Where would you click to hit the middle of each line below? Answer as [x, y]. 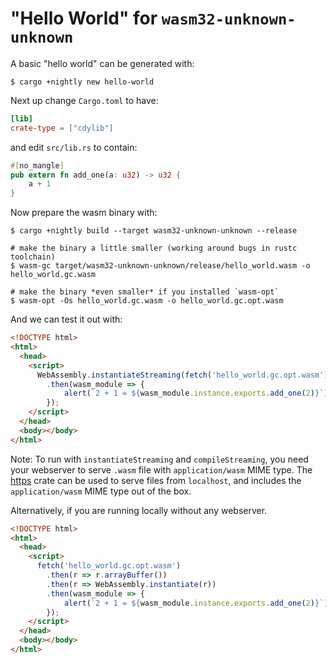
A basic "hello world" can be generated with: [102, 63]
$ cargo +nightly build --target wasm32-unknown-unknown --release [154, 231]
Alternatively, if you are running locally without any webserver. [139, 510]
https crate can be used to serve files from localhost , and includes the [156, 480]
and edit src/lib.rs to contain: [74, 147]
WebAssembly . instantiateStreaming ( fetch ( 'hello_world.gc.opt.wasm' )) [184, 375]
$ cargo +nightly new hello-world [82, 82]
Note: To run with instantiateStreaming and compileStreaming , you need [159, 459]
